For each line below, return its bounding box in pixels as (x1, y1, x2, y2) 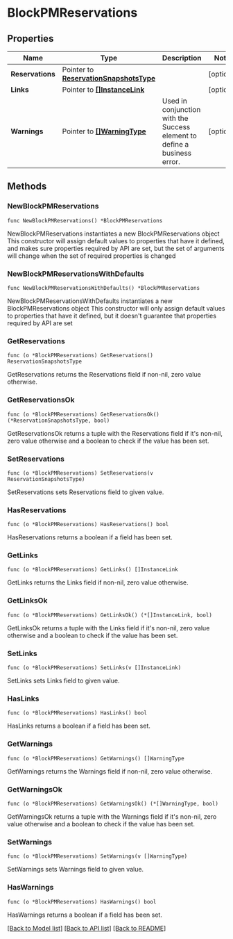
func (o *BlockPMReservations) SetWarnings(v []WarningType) (7, 853, 188, 860)
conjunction (162, 105, 201, 114)
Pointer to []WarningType (62, 126, 147, 136)
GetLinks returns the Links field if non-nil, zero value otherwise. (7, 578, 189, 587)
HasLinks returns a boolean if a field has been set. (7, 721, 150, 730)
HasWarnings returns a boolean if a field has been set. (7, 911, 163, 919)
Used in (162, 96, 187, 106)
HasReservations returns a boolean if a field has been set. (7, 533, 173, 541)
